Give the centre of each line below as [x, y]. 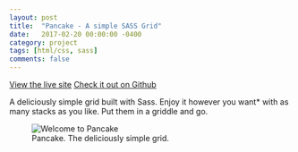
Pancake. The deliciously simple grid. [101, 138]
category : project [43, 42]
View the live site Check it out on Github [83, 84]
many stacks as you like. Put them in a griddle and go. [109, 111]
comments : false [39, 59]
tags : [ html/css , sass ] [54, 51]
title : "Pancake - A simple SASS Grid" [86, 26]
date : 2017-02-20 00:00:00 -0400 [76, 34]
